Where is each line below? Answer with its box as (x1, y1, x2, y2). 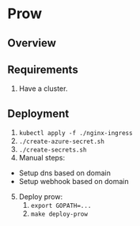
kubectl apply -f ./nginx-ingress (18, 130, 133, 137)
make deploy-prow (30, 210, 89, 218)
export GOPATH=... (30, 202, 92, 210)
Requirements (7, 62, 78, 76)
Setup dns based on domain (18, 168, 112, 178)
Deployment (7, 107, 70, 120)
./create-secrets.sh (18, 146, 87, 154)
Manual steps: (18, 153, 66, 163)
